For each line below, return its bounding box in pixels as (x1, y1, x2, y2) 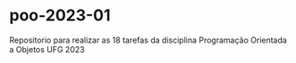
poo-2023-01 (9, 5, 111, 26)
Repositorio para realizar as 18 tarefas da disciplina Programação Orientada (9, 35, 288, 45)
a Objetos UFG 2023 (9, 43, 85, 54)
